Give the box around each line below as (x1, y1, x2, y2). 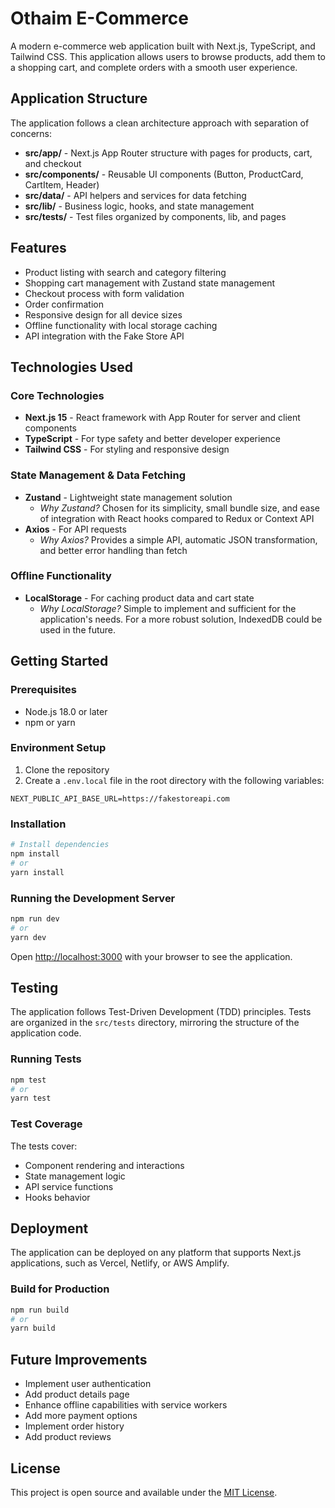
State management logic (24, 1170, 126, 1182)
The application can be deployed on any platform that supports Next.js (10, 1247, 302, 1259)
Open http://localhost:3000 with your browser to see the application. (10, 950, 293, 962)
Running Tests (10, 1052, 82, 1066)
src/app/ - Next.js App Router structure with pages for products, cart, (24, 147, 313, 159)
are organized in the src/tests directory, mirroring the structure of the (10, 1017, 300, 1029)
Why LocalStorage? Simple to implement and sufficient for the (39, 602, 297, 614)
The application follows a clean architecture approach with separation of (10, 117, 310, 129)
